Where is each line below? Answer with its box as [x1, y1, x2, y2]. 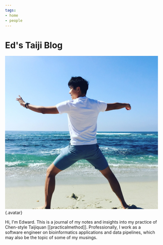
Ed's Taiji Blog [5, 39, 63, 51]
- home [5, 13, 18, 18]
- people [5, 18, 23, 23]
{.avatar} [5, 210, 23, 216]
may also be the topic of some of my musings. [5, 235, 98, 241]
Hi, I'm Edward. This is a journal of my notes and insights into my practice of [5, 219, 157, 225]
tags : [5, 8, 16, 13]
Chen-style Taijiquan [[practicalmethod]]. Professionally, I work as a [5, 224, 141, 230]
